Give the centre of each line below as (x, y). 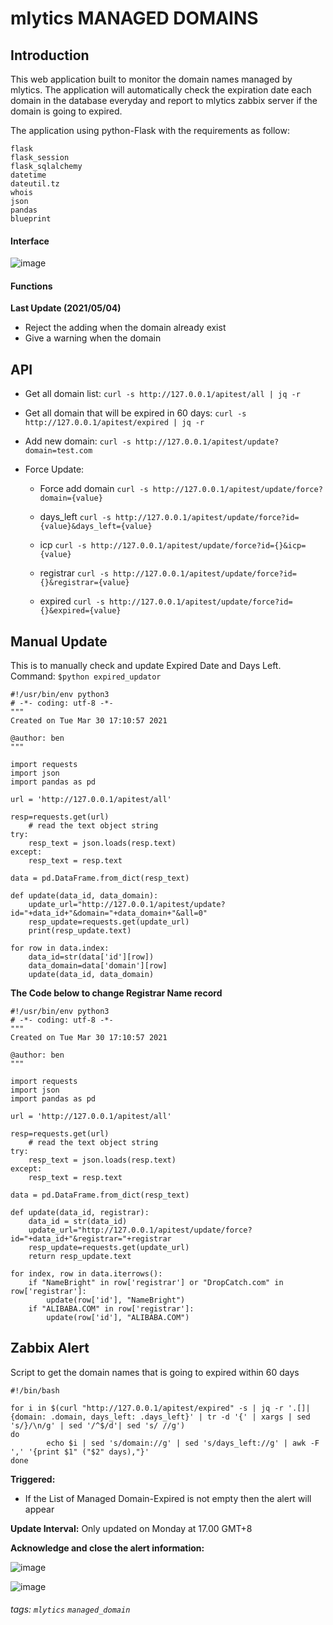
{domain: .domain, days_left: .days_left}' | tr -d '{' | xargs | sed (160, 1417)
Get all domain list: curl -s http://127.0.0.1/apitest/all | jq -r (162, 394)
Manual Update (59, 641)
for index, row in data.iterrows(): (86, 1274)
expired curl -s (72, 601)
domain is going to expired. (66, 111)
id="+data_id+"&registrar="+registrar (91, 1239)
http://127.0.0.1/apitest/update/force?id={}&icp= (198, 546)
